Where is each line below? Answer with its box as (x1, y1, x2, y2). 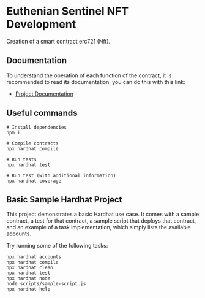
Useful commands (6, 108, 78, 118)
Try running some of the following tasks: (6, 242, 108, 250)
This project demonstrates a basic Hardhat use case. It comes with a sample (6, 210, 199, 218)
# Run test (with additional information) (6, 172, 116, 178)
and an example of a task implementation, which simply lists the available (6, 224, 192, 231)
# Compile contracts (6, 140, 59, 147)
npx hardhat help (6, 286, 51, 292)
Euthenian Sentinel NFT (6, 4, 129, 18)
